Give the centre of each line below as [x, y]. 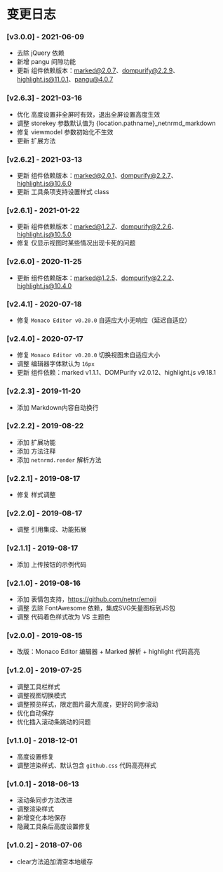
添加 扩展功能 [36, 442]
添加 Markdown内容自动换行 [58, 407]
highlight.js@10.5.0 [44, 235]
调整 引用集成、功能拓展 [52, 530]
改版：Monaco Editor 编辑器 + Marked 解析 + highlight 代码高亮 [108, 652]
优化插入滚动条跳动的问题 [54, 722]
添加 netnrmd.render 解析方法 [59, 460]
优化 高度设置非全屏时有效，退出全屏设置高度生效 [88, 114]
